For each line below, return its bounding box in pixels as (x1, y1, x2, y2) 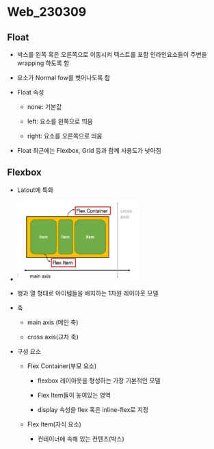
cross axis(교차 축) (27, 332, 79, 341)
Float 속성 (16, 88, 44, 96)
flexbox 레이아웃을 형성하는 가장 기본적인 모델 (37, 376, 161, 385)
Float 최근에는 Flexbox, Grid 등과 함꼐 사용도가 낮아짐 (16, 147, 162, 154)
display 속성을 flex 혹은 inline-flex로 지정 (37, 405, 149, 413)
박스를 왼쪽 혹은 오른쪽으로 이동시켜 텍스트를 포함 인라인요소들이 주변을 (16, 51, 207, 58)
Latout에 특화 (16, 186, 53, 194)
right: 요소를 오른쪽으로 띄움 (27, 132, 103, 140)
